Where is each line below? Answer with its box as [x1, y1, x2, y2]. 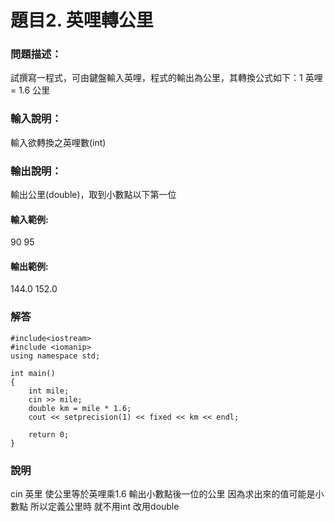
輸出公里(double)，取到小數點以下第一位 [10, 189, 177, 201]
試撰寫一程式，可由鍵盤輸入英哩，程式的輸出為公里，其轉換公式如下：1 [10, 72, 303, 84]
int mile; [28, 386, 70, 396]
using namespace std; [10, 351, 101, 361]
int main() [10, 368, 56, 378]
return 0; [28, 429, 70, 440]
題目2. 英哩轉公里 [10, 9, 154, 32]
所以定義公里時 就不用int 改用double [29, 501, 180, 513]
